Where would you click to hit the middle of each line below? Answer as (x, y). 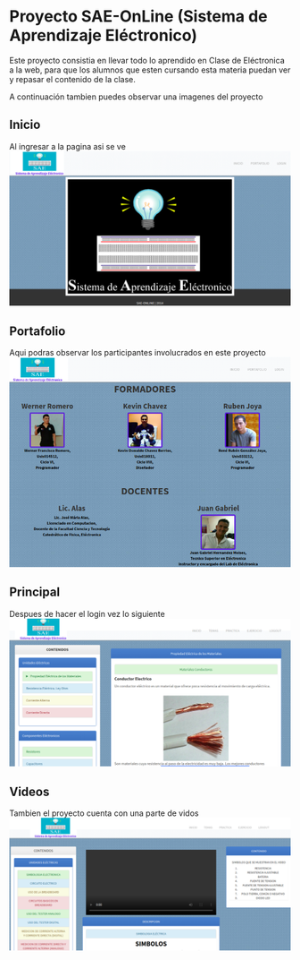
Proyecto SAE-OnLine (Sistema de (138, 17)
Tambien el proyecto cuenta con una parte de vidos (104, 813)
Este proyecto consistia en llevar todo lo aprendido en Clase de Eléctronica (147, 60)
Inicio (25, 125)
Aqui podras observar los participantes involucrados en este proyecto (137, 353)
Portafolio (37, 331)
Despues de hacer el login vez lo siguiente (87, 613)
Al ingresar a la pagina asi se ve (68, 146)
